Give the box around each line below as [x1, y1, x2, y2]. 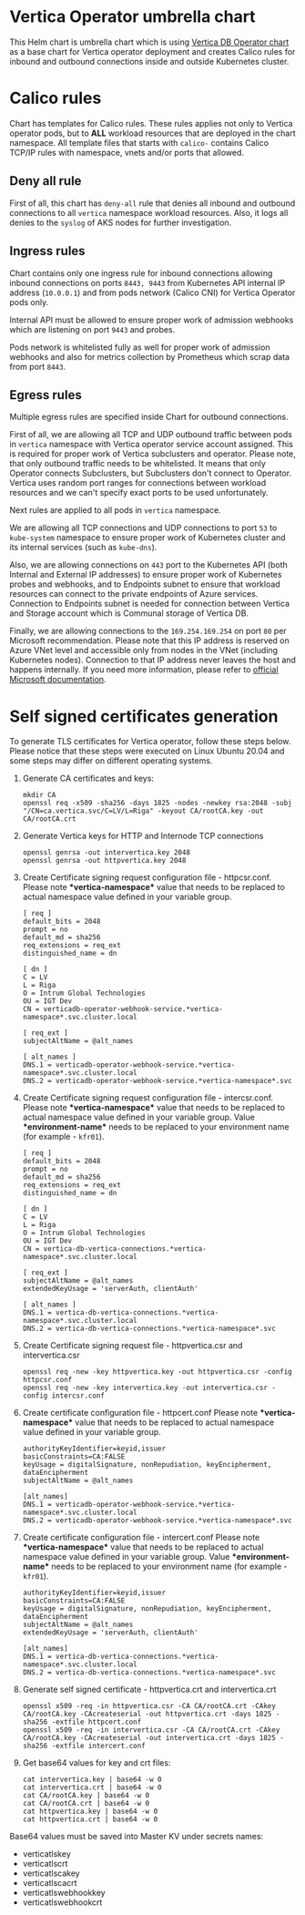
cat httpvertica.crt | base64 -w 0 [22, 1815, 158, 1824]
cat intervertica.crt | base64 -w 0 [22, 1783, 162, 1792]
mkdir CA [22, 791, 56, 800]
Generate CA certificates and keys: [22, 773, 155, 784]
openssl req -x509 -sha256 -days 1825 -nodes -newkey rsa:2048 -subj [22, 799, 293, 808]
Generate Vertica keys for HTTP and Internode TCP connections [22, 831, 264, 842]
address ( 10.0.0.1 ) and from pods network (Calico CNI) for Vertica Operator [9, 287, 296, 298]
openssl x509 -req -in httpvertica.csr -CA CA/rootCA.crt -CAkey [22, 1702, 276, 1711]
